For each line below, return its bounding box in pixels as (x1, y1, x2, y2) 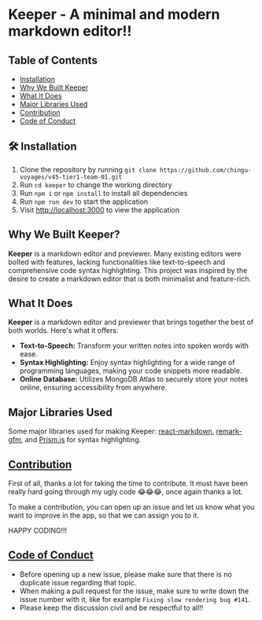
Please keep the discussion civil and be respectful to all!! (19, 603, 204, 612)
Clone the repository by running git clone (19, 164, 157, 174)
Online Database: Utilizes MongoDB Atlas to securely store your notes (19, 375, 249, 384)
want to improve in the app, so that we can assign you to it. (8, 511, 199, 520)
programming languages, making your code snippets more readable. (19, 366, 242, 375)
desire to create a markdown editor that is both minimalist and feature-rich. (8, 274, 252, 283)
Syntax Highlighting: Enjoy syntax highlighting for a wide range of (19, 358, 235, 367)
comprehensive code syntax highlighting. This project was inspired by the (8, 265, 248, 275)
